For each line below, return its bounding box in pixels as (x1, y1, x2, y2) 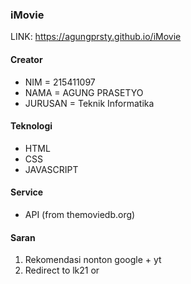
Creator (10, 53, 43, 65)
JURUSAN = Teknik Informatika (24, 97, 155, 109)
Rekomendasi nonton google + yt (24, 254, 162, 266)
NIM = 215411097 (24, 76, 96, 88)
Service (10, 186, 44, 198)
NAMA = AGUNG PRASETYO (24, 86, 144, 98)
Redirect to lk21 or (24, 264, 100, 277)
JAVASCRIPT (24, 163, 79, 175)
